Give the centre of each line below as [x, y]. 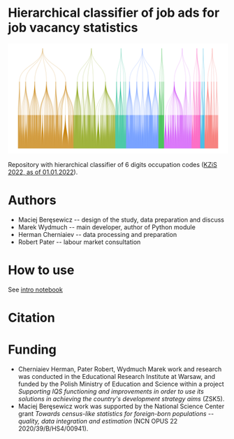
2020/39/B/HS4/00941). [53, 429]
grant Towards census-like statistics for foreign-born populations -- [116, 413]
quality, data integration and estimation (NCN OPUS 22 [98, 421]
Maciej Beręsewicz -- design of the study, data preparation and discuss [121, 219]
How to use [41, 270]
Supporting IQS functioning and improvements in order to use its [111, 391]
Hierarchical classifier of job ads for [114, 13]
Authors [32, 200]
